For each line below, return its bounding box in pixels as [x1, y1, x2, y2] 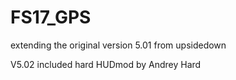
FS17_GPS [10, 6, 92, 29]
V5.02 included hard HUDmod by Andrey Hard [10, 58, 202, 70]
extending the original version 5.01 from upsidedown [10, 39, 227, 51]
